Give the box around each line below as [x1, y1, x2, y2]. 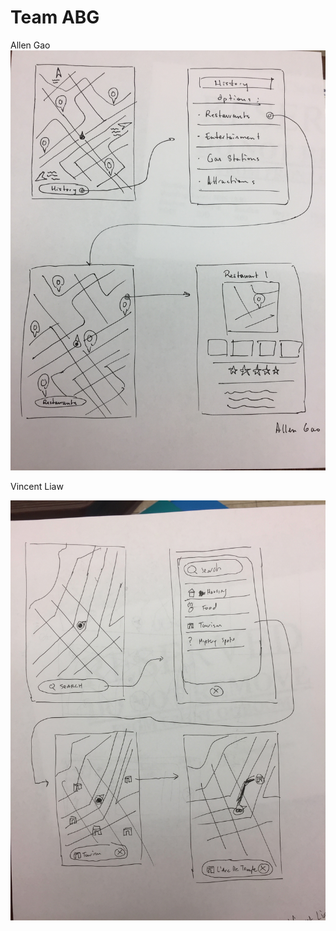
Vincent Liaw [10, 480, 64, 492]
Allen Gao [10, 39, 51, 51]
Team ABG [10, 6, 100, 29]
